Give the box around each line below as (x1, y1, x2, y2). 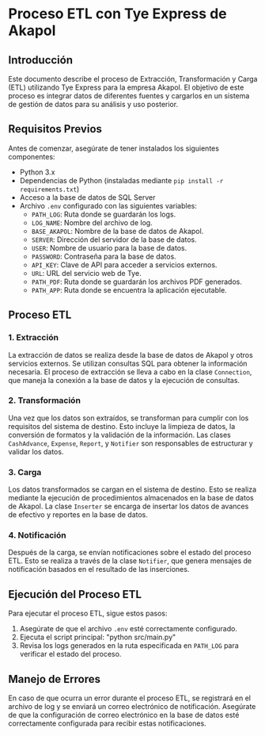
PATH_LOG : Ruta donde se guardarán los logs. (31, 209, 176, 219)
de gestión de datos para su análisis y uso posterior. (8, 100, 179, 109)
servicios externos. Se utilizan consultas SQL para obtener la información (8, 358, 248, 368)
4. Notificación (8, 530, 66, 541)
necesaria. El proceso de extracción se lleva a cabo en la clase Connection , (8, 366, 252, 377)
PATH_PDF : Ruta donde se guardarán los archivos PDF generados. (31, 277, 243, 286)
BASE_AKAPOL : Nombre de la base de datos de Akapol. (31, 226, 204, 236)
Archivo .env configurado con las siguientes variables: (19, 201, 198, 210)
